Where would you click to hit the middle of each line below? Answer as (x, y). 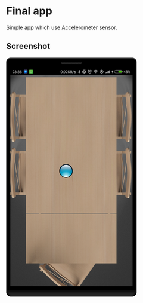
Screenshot (28, 46)
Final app (29, 11)
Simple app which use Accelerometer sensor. (62, 27)
